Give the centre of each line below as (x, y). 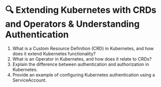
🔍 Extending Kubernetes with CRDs (81, 10)
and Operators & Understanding (73, 24)
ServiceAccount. (29, 80)
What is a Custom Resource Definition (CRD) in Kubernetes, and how (83, 48)
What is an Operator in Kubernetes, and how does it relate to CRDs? (82, 59)
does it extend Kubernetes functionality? (54, 54)
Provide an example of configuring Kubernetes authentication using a (84, 75)
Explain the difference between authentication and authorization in (81, 64)
